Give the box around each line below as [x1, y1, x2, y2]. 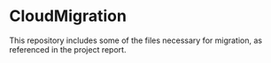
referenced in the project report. [9, 44, 127, 54]
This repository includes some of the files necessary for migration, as [9, 35, 263, 45]
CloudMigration [9, 6, 127, 26]
